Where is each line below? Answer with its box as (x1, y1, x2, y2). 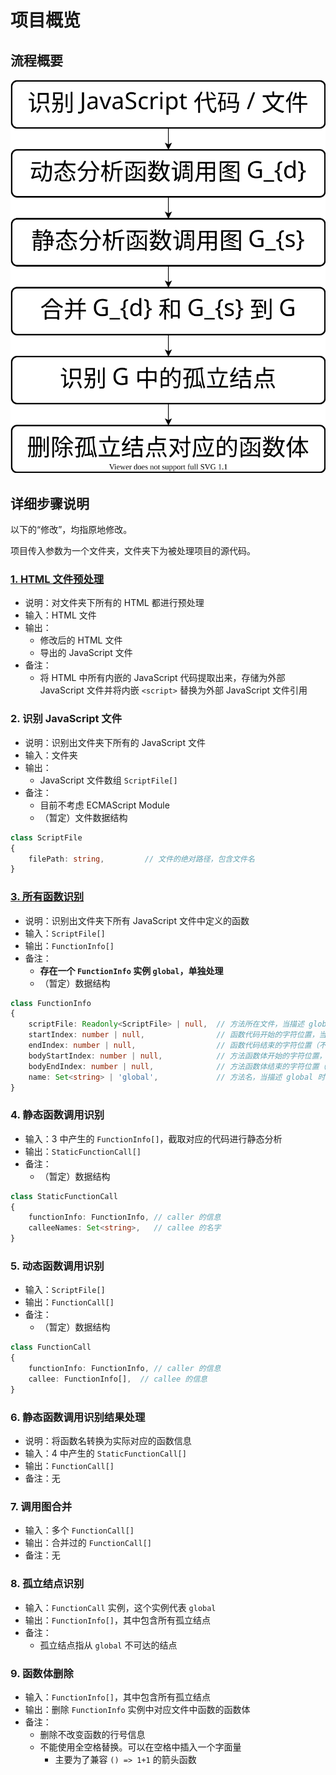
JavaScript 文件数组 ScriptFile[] (39, 774, 178, 786)
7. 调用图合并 (10, 1500, 73, 1513)
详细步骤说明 (10, 495, 90, 512)
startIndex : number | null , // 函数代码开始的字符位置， (28, 1030, 320, 1040)
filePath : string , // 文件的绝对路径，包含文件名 (28, 854, 255, 864)
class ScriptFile (10, 832, 83, 843)
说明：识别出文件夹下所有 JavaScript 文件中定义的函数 (24, 914, 250, 926)
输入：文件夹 (24, 749, 78, 761)
